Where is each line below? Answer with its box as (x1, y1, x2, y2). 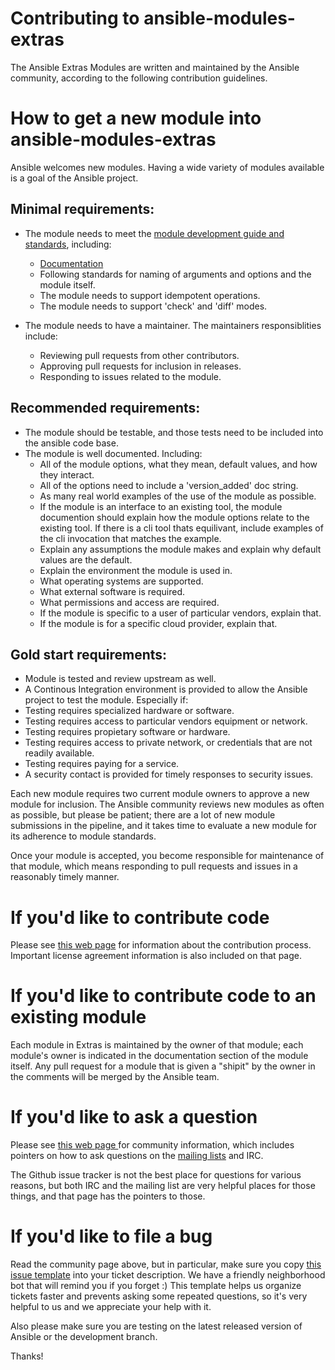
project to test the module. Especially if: (24, 694, 189, 706)
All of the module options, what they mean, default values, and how (39, 458, 318, 470)
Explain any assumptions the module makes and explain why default (39, 543, 322, 555)
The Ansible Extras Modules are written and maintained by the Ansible (10, 61, 300, 73)
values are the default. (39, 553, 133, 566)
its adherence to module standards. (10, 830, 157, 842)
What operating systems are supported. (39, 575, 204, 587)
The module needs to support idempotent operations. (39, 289, 261, 301)
